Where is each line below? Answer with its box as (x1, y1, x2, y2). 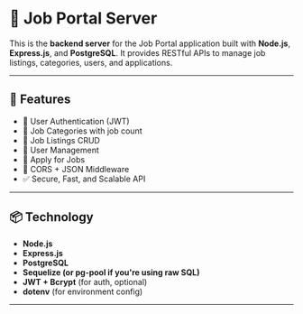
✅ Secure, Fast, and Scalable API (22, 173, 146, 184)
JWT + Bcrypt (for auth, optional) (22, 276, 148, 287)
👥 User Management (22, 144, 99, 155)
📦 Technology (9, 209, 94, 225)
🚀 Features (9, 92, 71, 107)
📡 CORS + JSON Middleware (22, 163, 130, 174)
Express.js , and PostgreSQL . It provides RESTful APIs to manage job (9, 47, 266, 58)
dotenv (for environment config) (22, 286, 143, 297)
